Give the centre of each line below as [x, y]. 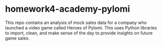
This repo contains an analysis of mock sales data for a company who [76, 23]
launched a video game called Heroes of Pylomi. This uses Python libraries [81, 27]
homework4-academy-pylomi [68, 9]
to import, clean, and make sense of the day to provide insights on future [79, 33]
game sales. [17, 38]
